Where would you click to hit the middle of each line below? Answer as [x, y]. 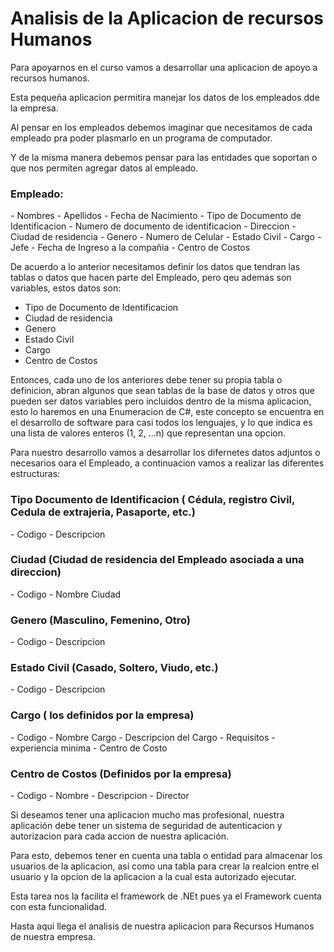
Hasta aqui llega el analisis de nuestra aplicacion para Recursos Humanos [162, 926]
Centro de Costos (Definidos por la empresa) [121, 774]
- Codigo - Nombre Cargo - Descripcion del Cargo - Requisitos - [143, 737]
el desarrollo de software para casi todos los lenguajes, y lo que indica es [161, 423]
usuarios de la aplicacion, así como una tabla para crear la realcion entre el [165, 866]
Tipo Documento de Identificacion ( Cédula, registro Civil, [152, 500]
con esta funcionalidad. [59, 907]
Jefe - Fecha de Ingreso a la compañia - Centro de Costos [130, 248]
